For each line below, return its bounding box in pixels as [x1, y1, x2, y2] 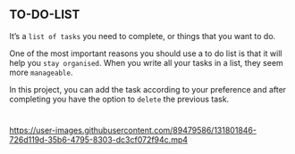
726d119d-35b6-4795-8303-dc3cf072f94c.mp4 [9, 134, 189, 145]
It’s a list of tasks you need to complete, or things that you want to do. [9, 30, 276, 41]
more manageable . [9, 67, 73, 77]
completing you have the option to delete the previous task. [9, 93, 230, 104]
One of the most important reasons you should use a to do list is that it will [9, 48, 282, 59]
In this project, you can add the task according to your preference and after [9, 84, 287, 94]
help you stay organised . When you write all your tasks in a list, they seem [9, 57, 283, 68]
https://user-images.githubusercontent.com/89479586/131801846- [9, 125, 257, 135]
